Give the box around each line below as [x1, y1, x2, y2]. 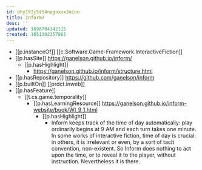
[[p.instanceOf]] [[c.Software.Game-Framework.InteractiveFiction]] [15, 48, 183, 55]
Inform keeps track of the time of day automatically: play [51, 119, 193, 126]
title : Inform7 [6, 15, 45, 21]
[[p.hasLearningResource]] [33, 100, 101, 107]
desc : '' [6, 20, 29, 26]
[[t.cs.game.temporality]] [24, 93, 87, 101]
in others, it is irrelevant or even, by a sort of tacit [51, 138, 175, 146]
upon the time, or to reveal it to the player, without [51, 151, 176, 158]
